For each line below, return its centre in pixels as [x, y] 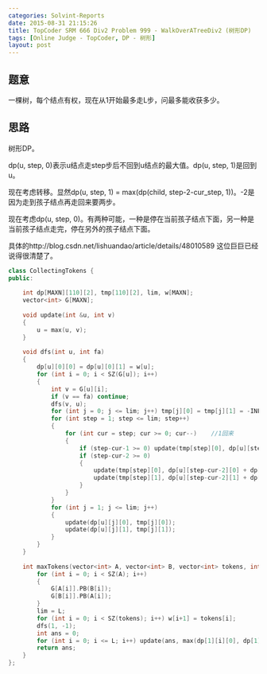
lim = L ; [51, 611]
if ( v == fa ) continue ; [90, 396]
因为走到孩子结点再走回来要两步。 [64, 202]
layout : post [30, 45]
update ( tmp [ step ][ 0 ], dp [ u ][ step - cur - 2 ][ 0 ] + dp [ [177, 470]
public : [21, 278]
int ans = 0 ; [58, 633]
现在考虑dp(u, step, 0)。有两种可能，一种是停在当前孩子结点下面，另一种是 [131, 219]
